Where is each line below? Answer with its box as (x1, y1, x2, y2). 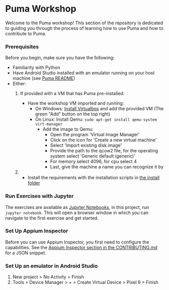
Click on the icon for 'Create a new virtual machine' (50, 137, 157, 143)
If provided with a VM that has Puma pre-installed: (20, 91, 125, 97)
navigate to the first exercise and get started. (5, 215, 99, 221)
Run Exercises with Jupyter (5, 193, 74, 200)
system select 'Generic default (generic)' (50, 153, 135, 159)
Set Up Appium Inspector (5, 227, 68, 234)
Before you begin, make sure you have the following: (5, 55, 115, 61)
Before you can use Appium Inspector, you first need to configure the (5, 239, 149, 245)
